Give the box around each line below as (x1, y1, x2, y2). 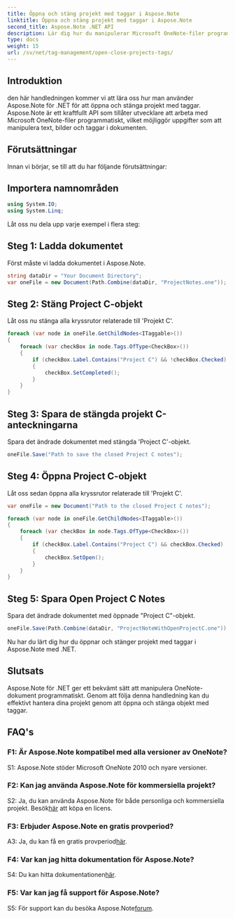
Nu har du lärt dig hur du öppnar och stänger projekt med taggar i (7, 637, 197, 646)
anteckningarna (7, 419, 78, 430)
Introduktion (7, 75, 63, 87)
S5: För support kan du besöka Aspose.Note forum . (7, 904, 154, 912)
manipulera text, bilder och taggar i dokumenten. (7, 123, 148, 131)
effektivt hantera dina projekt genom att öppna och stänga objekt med (7, 698, 209, 707)
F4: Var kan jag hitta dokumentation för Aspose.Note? (7, 855, 194, 864)
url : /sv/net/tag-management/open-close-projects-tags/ (7, 50, 173, 57)
